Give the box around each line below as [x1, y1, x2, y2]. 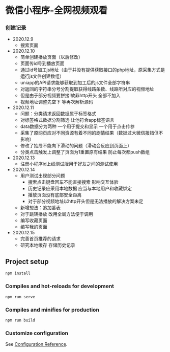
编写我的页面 [20, 224, 47, 230]
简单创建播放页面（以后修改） [20, 54, 83, 60]
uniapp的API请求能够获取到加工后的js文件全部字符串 [20, 80, 130, 86]
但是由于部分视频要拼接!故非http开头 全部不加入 [20, 93, 121, 99]
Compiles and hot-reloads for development [5, 282, 115, 290]
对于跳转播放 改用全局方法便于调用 [20, 211, 93, 217]
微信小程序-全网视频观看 [5, 5, 108, 16]
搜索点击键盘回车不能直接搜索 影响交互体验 [27, 179, 119, 185]
